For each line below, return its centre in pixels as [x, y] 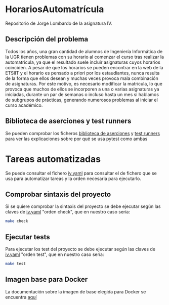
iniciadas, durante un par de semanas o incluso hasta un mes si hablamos [82, 94]
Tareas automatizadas [53, 159]
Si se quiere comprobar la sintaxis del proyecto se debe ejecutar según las [83, 206]
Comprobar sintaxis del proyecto [58, 194]
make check [17, 221]
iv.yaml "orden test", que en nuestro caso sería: [55, 254]
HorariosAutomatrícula [55, 9]
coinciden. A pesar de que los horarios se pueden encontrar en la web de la [84, 67]
